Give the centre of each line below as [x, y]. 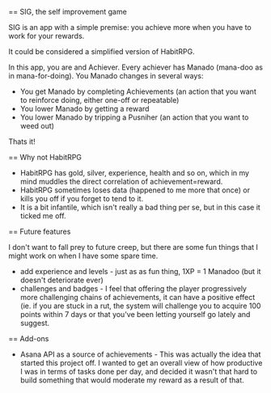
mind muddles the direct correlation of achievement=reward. [121, 182]
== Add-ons [29, 338]
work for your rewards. [47, 36]
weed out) [37, 126]
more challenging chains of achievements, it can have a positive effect [138, 297]
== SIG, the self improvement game [68, 12]
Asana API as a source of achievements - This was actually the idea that [140, 354]
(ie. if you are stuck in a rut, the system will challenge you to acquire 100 [140, 306]
